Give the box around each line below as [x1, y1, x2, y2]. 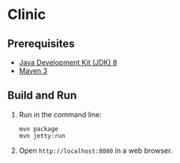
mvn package [18, 124, 58, 133]
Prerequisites [7, 37, 75, 50]
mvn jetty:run [18, 132, 66, 139]
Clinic [7, 6, 47, 24]
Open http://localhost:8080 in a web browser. [18, 146, 173, 155]
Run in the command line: [18, 109, 102, 119]
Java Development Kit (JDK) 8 [18, 57, 118, 67]
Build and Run [7, 89, 77, 102]
